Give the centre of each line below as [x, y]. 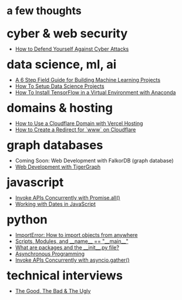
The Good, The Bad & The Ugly [53, 291]
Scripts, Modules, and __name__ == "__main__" [72, 241]
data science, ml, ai [62, 65]
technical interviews [65, 276]
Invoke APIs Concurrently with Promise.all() [68, 198]
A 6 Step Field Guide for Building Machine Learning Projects [88, 80]
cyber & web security [67, 34]
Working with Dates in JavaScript [55, 204]
